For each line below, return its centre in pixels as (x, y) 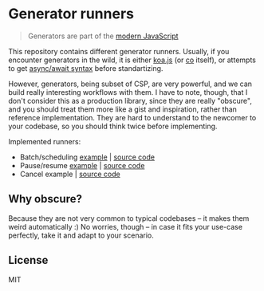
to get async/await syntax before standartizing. (86, 68)
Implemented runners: (45, 141)
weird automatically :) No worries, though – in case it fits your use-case (126, 226)
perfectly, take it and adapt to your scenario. (81, 235)
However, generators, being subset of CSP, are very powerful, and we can (130, 84)
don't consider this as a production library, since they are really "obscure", (130, 100)
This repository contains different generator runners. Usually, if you (119, 51)
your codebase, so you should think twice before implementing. (113, 126)
